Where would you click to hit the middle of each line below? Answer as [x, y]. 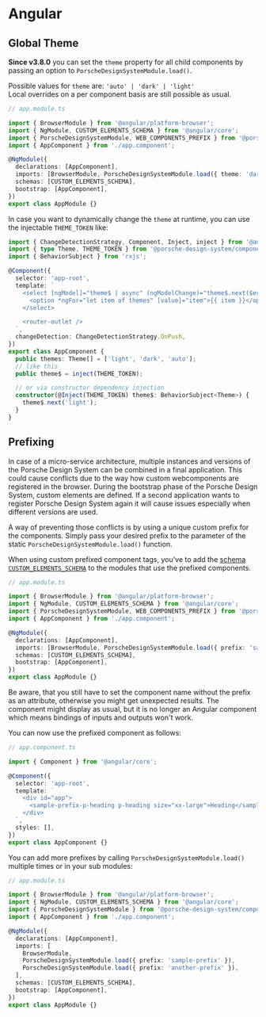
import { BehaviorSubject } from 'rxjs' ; [78, 257]
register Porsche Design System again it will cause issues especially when [129, 503]
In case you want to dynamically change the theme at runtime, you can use [129, 219]
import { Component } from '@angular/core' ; [83, 762]
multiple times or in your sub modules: [70, 866]
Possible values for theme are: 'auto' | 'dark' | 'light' [102, 86]
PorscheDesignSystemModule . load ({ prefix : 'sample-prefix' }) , [129, 961]
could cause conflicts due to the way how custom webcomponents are [123, 478]
